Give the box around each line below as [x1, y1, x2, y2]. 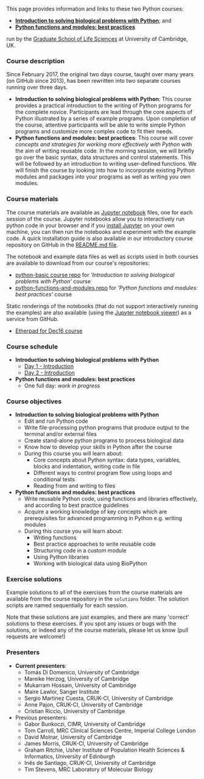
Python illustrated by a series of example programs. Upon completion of [15, 115, 196, 122]
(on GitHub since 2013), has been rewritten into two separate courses [6, 77, 181, 85]
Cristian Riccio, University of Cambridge [24, 707, 125, 714]
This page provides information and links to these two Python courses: [6, 5, 184, 12]
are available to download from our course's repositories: [6, 259, 150, 267]
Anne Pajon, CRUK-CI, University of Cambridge [24, 700, 143, 708]
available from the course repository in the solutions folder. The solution [6, 595, 189, 602]
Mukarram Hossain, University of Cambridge [24, 682, 137, 689]
